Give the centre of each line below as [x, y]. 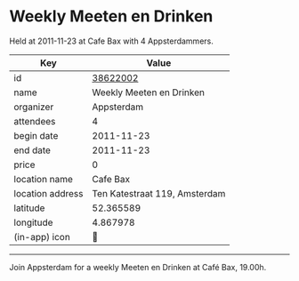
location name [43, 179]
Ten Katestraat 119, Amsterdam [159, 193]
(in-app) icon [42, 237]
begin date [36, 135]
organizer [34, 107]
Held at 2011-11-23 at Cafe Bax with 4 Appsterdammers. [111, 41]
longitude [33, 222]
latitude [29, 208]
